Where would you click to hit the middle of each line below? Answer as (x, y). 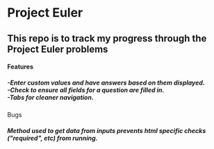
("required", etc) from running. (52, 138)
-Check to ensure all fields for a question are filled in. (86, 90)
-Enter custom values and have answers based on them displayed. (106, 82)
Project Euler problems (58, 49)
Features (20, 67)
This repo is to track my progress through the (107, 38)
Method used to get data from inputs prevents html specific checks (107, 130)
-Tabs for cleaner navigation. (50, 97)
